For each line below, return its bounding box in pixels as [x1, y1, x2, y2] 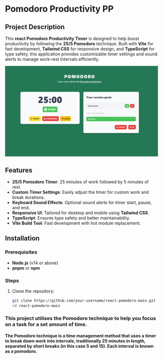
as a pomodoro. [5, 348, 37, 354]
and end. [12, 205, 30, 211]
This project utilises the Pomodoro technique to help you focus [5, 315, 156, 322]
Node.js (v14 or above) [12, 260, 58, 266]
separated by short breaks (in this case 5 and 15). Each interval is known [5, 343, 154, 349]
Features [5, 166, 33, 174]
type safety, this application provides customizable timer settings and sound [5, 51, 158, 57]
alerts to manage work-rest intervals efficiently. [5, 56, 99, 62]
